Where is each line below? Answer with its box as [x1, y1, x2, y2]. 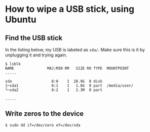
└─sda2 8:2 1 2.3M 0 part [5, 88, 103, 92]
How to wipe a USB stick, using [5, 3, 135, 15]
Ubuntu [5, 14, 37, 25]
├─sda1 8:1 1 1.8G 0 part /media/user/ [5, 83, 134, 88]
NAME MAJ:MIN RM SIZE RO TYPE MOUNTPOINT [5, 66, 129, 71]
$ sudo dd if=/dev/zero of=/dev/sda [5, 123, 80, 128]
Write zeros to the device [5, 110, 84, 118]
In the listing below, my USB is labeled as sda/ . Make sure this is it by [5, 47, 145, 52]
